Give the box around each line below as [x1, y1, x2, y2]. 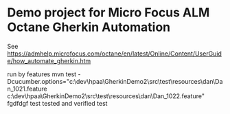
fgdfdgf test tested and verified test [7, 99, 108, 107]
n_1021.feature [7, 84, 47, 93]
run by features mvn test [7, 70, 77, 78]
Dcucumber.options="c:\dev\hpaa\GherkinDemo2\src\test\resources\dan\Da [7, 77, 223, 85]
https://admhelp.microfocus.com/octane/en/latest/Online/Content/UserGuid [7, 49, 222, 58]
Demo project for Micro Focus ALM [7, 5, 210, 21]
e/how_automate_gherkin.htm [7, 56, 91, 65]
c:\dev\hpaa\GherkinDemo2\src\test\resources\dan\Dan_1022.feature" [7, 91, 205, 100]
